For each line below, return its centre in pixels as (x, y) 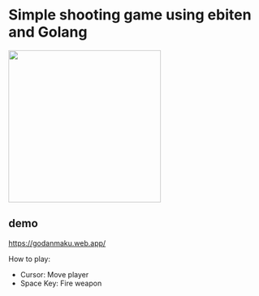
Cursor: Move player (54, 274)
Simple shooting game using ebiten (130, 15)
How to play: (30, 259)
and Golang (48, 32)
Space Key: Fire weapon (61, 283)
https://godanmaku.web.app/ (57, 243)
